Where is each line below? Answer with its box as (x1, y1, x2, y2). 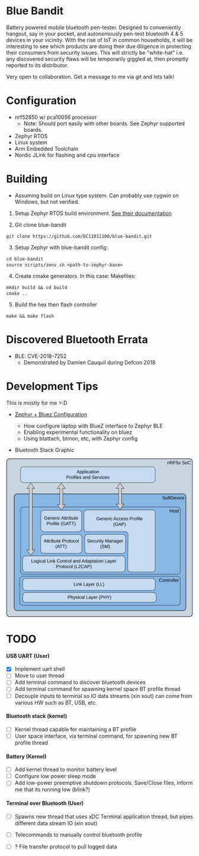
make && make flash (6, 313, 54, 319)
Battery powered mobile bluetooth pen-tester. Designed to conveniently (6, 24, 181, 31)
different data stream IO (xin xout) (14, 819, 98, 826)
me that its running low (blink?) (14, 786, 91, 793)
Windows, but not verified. (14, 198, 80, 205)
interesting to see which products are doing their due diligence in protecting (6, 43, 191, 50)
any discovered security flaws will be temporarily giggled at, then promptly (6, 55, 189, 62)
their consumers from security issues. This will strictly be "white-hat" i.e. (6, 49, 184, 56)
